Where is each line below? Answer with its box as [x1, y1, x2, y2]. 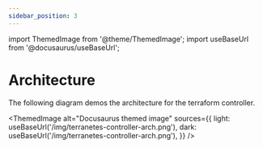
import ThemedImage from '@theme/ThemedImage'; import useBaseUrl [8, 34, 249, 44]
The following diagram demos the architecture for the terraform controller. [8, 98, 256, 108]
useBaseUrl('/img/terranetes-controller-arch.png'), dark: [8, 122, 197, 132]
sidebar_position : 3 [8, 11, 78, 20]
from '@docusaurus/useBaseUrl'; [8, 42, 120, 53]
